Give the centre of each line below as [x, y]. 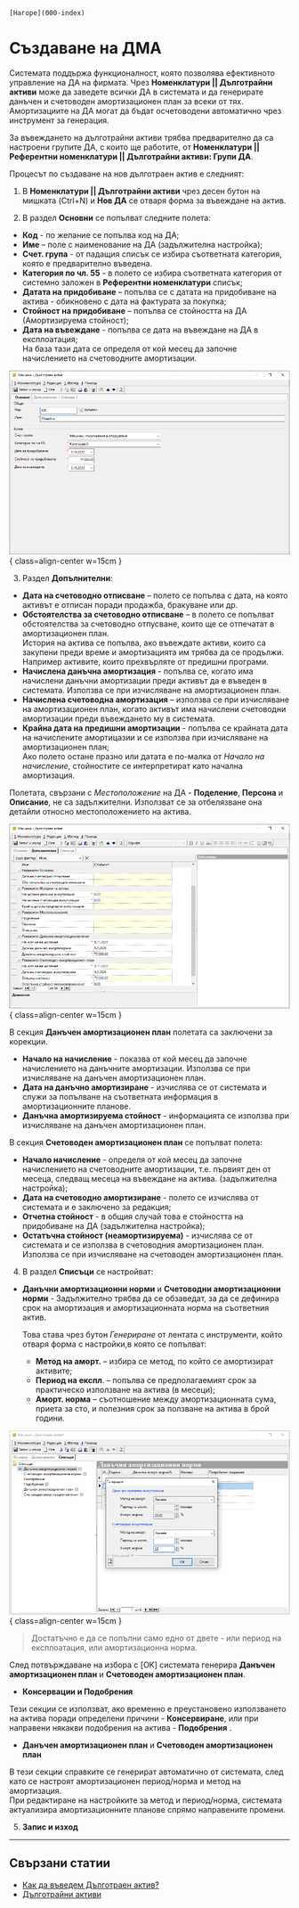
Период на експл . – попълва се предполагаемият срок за [146, 1380]
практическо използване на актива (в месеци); [125, 1389]
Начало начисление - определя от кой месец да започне [132, 1159]
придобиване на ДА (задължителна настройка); [113, 1225]
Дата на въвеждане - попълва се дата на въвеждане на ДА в [140, 330]
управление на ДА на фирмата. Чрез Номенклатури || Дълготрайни [141, 82]
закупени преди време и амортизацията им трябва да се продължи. [153, 652]
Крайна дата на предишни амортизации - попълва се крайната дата [155, 728]
